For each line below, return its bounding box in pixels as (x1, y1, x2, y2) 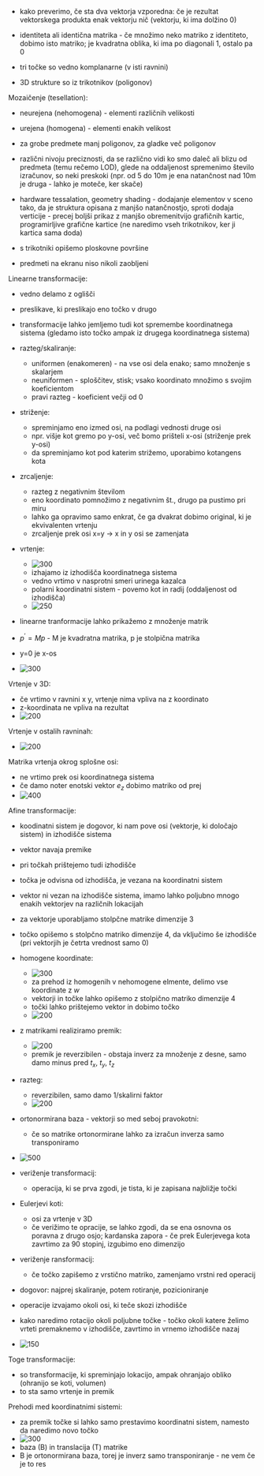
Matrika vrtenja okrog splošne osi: (8, 757, 119, 766)
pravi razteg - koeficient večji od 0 (31, 392, 143, 402)
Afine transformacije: (8, 806, 76, 816)
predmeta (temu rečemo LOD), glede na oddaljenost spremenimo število (19, 163, 255, 172)
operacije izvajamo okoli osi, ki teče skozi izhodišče (19, 1301, 188, 1310)
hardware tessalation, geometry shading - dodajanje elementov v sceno (19, 195, 254, 204)
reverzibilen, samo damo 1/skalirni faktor (31, 1090, 163, 1100)
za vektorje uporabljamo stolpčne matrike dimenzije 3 (19, 914, 195, 924)
